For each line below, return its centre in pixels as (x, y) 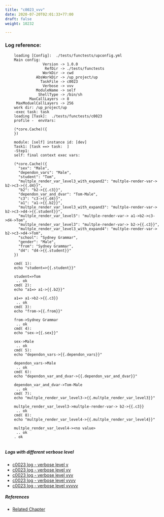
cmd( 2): (23, 285)
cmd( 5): (23, 350)
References (17, 497)
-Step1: (22, 151)
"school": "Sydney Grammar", (48, 237)
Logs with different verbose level (39, 452)
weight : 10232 (20, 24)
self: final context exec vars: (47, 155)
